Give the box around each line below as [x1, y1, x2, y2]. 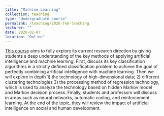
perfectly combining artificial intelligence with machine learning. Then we [5, 69, 154, 74]
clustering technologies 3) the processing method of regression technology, [5, 79, 160, 85]
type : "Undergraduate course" [5, 16, 67, 21]
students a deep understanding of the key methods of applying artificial [5, 53, 151, 59]
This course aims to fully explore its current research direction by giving [5, 47, 151, 54]
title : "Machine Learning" [5, 7, 61, 12]
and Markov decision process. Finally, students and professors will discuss [5, 89, 157, 95]
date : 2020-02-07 [5, 30, 41, 35]
